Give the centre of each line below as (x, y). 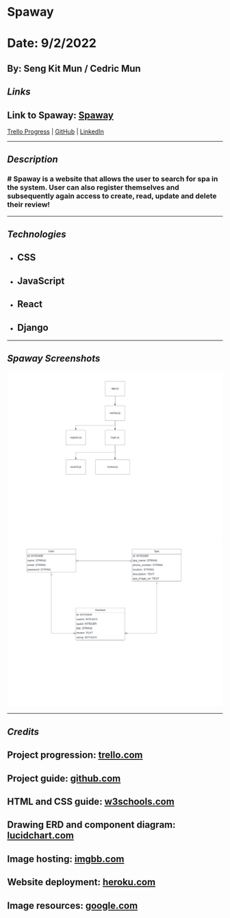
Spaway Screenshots (54, 359)
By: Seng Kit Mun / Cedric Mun (74, 68)
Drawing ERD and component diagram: (91, 825)
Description (33, 159)
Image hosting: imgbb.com (66, 859)
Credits (23, 731)
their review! (28, 205)
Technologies (37, 235)
